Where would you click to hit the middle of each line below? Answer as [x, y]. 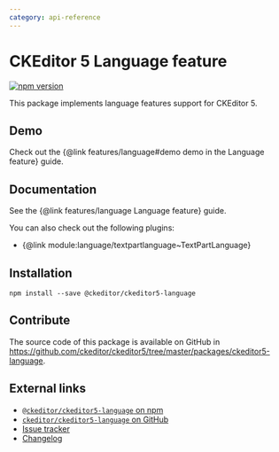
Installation [41, 273]
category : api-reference [55, 17]
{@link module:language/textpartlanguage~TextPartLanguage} [136, 245]
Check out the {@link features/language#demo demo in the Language [137, 152]
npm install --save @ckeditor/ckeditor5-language [103, 293]
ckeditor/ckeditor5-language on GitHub [95, 419]
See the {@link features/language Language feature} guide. [118, 211]
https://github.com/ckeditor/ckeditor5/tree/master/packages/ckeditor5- [139, 351]
